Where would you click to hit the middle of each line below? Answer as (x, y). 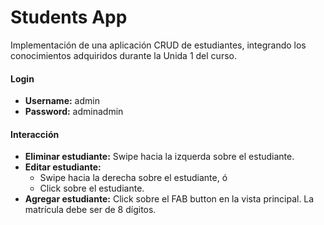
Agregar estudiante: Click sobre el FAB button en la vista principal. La (169, 199)
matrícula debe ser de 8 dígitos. (90, 210)
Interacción (35, 134)
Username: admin (62, 101)
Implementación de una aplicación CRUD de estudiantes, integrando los (158, 45)
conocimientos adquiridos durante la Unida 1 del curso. (123, 55)
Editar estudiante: (63, 167)
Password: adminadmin (74, 112)
